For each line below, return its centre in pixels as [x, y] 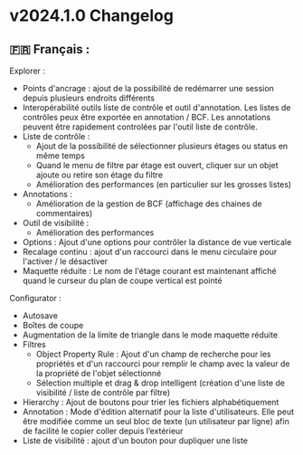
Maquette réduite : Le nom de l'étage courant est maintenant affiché [150, 271]
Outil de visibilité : [56, 223]
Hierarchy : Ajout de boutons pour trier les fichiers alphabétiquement [151, 402]
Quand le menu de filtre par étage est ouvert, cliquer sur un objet [157, 165]
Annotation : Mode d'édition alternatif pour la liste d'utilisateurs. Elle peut [158, 412]
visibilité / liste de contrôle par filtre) [103, 393]
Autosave [40, 316]
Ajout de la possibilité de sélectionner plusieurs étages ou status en [162, 146]
